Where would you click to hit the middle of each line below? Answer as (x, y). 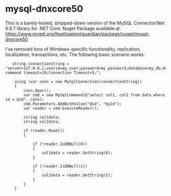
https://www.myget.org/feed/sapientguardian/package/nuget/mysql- (78, 34)
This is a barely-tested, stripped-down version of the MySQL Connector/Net (85, 23)
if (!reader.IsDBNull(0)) (60, 144)
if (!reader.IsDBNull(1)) (60, 166)
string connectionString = (41, 64)
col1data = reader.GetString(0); (77, 153)
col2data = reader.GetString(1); (77, 175)
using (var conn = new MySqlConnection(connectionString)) (78, 81)
